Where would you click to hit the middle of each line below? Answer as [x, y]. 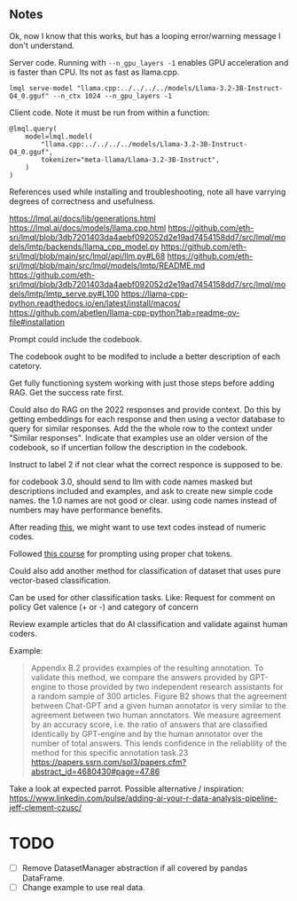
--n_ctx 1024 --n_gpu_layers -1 [113, 96]
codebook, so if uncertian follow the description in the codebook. [129, 447]
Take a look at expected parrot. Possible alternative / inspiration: [127, 788]
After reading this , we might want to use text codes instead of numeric [138, 527]
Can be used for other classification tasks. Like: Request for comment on [142, 597]
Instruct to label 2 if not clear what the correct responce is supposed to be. [146, 464]
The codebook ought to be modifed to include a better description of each [145, 356]
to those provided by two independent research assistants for [171, 686]
